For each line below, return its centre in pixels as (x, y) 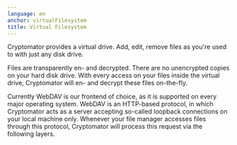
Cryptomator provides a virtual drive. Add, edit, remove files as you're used (117, 47)
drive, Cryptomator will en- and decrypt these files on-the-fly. (97, 83)
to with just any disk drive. (45, 54)
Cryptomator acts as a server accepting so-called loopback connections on (117, 112)
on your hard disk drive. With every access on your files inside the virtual (114, 75)
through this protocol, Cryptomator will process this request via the (105, 127)
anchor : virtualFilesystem (47, 20)
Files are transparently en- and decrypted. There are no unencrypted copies (118, 68)
